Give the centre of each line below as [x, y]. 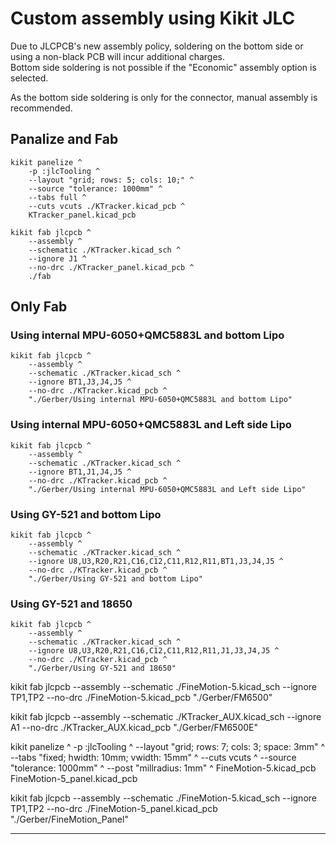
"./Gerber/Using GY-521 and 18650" [102, 668]
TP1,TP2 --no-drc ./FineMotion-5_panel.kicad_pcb [114, 809]
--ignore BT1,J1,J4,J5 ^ [80, 472]
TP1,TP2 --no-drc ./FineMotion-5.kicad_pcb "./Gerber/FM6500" [141, 698]
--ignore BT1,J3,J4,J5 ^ [80, 382]
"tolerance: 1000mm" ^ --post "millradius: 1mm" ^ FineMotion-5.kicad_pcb [163, 768]
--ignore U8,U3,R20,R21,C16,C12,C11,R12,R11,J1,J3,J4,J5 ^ [154, 651]
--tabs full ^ [57, 197]
